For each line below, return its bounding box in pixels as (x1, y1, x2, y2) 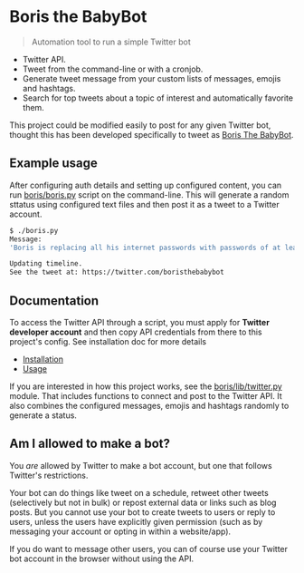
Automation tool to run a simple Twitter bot (31, 36, 192, 47)
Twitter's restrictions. (9, 470, 89, 481)
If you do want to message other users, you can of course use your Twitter (9, 543, 288, 554)
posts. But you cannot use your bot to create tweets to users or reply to (9, 506, 276, 518)
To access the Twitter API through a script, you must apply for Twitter (9, 316, 270, 327)
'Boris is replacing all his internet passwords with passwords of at (9, 243, 281, 252)
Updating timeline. (9, 259, 83, 268)
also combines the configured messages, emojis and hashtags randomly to (9, 400, 290, 411)
